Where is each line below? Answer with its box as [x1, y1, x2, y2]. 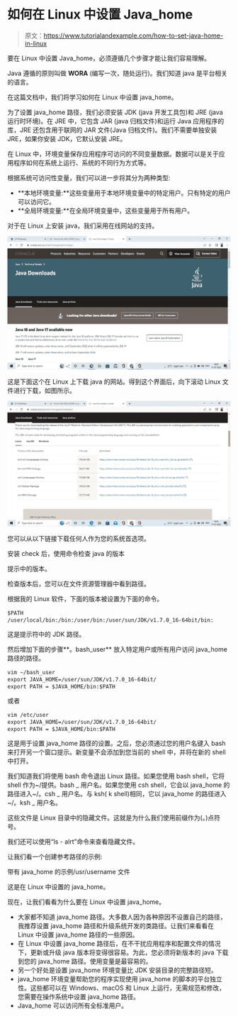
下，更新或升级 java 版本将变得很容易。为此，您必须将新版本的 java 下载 [17, 948, 229, 956]
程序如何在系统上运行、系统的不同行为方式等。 [13, 158, 150, 167]
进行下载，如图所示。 [13, 386, 76, 394]
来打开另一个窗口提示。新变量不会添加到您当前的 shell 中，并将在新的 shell [7, 747, 227, 756]
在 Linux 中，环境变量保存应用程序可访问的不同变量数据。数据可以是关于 [7, 150, 220, 158]
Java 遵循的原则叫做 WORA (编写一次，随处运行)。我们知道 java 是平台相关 [7, 69, 228, 77]
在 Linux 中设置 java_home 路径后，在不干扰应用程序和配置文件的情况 [17, 939, 221, 947]
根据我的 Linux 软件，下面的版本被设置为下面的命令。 [7, 594, 164, 603]
